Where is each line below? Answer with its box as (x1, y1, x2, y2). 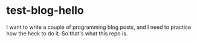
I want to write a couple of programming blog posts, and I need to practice (6, 23, 192, 31)
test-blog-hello (6, 4, 84, 17)
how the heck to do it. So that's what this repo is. (6, 29, 128, 37)
